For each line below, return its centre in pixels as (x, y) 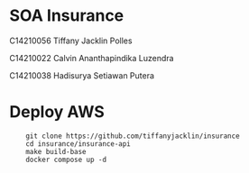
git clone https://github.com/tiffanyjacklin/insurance (133, 136)
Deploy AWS (57, 112)
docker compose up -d (66, 159)
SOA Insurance (67, 16)
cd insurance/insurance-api (78, 144)
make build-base (56, 151)
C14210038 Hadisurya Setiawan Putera (82, 75)
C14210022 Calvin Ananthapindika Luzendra (92, 58)
